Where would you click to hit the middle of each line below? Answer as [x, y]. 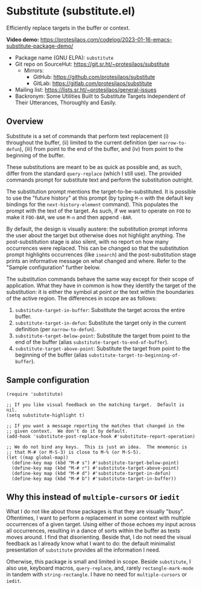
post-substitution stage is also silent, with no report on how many [87, 241]
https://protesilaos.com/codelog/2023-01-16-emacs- [106, 39]
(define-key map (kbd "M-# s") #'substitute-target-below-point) [96, 463]
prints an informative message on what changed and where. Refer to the [96, 261]
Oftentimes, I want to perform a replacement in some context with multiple [99, 518]
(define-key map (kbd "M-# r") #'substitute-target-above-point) [96, 468]
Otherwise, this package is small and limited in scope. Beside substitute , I [99, 562]
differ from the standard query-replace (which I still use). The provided [94, 173]
